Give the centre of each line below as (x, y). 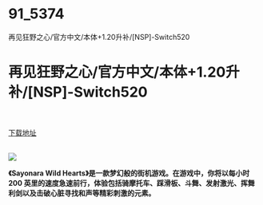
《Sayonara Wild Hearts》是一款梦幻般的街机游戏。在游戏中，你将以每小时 (129, 173)
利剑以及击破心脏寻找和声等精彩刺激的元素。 (82, 193)
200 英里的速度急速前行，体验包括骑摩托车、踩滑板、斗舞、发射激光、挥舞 (132, 183)
